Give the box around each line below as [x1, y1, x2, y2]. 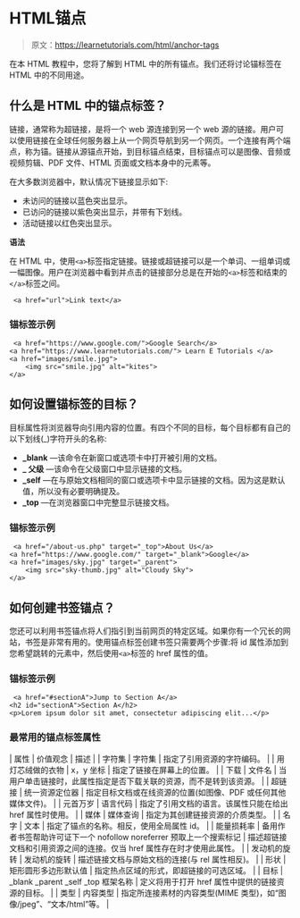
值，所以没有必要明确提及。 [21, 485, 125, 496]
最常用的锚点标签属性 [9, 731, 101, 744]
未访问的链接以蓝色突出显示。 [21, 195, 132, 206]
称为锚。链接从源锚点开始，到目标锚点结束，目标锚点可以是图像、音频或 [24, 146, 291, 156]
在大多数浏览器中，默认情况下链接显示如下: [9, 176, 169, 187]
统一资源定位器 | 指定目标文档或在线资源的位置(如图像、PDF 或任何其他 [23, 787, 287, 797]
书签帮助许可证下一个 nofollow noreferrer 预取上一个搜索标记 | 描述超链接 [16, 831, 287, 842]
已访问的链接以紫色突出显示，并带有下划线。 [21, 206, 187, 217]
